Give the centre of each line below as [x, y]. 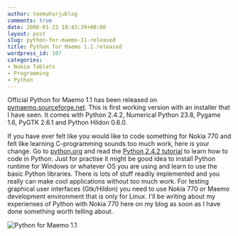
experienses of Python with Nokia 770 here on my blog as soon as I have [114, 204]
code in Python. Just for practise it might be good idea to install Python [112, 159]
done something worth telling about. [60, 212]
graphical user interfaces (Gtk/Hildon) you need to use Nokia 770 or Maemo [118, 189]
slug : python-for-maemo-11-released [61, 40]
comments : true [30, 21]
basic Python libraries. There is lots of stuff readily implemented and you [114, 174]
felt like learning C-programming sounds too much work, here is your [108, 144]
